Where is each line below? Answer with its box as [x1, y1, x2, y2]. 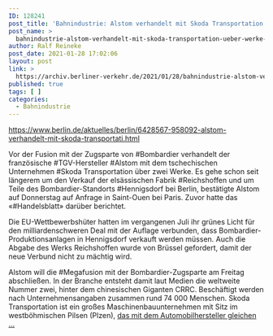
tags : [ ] [8, 87, 42, 96]
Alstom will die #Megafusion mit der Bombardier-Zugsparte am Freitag [8, 268, 245, 277]
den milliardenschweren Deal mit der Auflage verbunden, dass [8, 225, 218, 236]
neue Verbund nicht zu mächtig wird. [8, 251, 132, 261]
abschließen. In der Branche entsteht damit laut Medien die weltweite [8, 276, 240, 286]
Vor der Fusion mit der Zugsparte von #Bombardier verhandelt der [8, 150, 231, 159]
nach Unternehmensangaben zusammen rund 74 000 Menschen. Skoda [8, 294, 250, 303]
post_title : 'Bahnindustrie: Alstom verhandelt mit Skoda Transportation [8, 20, 264, 28]
